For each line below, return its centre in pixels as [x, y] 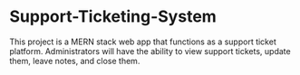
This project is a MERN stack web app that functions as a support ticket [143, 42]
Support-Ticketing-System [113, 17]
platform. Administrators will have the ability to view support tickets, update [150, 51]
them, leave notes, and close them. [75, 61]
